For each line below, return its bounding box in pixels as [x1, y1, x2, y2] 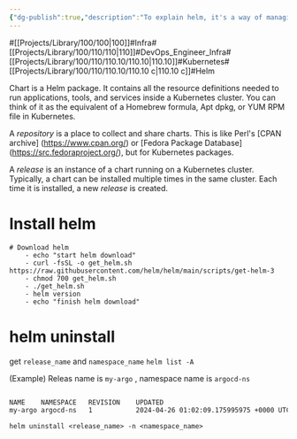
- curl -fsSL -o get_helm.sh [25, 258, 133, 267]
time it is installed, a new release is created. [9, 182, 169, 193]
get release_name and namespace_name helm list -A [9, 356, 194, 366]
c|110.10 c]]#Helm [150, 65, 215, 76]
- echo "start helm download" [25, 250, 137, 259]
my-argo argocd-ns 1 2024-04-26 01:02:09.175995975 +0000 [9, 406, 275, 415]
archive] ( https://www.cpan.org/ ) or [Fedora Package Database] [9, 137, 243, 148]
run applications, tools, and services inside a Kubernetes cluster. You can [9, 92, 277, 103]
